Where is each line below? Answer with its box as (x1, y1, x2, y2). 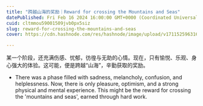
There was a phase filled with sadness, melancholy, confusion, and (14, 74, 182, 81)
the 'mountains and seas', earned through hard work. (14, 93, 147, 101)
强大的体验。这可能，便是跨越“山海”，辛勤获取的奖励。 (11, 62, 149, 69)
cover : (6, 31, 23, 38)
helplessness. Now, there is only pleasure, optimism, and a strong (14, 80, 179, 88)
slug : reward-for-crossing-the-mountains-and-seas (6, 25, 137, 32)
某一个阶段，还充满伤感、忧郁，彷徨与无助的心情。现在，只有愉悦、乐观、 (6, 54, 192, 61)
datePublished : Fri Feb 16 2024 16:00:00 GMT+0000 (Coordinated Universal (6, 15, 199, 21)
